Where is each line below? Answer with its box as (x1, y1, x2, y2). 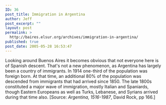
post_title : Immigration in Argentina (5, 12, 85, 17)
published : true (5, 39, 39, 44)
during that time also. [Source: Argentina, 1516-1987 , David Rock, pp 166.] (5, 94, 156, 100)
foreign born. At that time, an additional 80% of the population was (5, 73, 142, 79)
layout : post (5, 26, 32, 31)
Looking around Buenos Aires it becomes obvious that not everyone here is (5, 57, 159, 63)
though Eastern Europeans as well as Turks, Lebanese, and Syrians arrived (5, 89, 158, 95)
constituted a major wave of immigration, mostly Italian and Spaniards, (5, 83, 149, 89)
